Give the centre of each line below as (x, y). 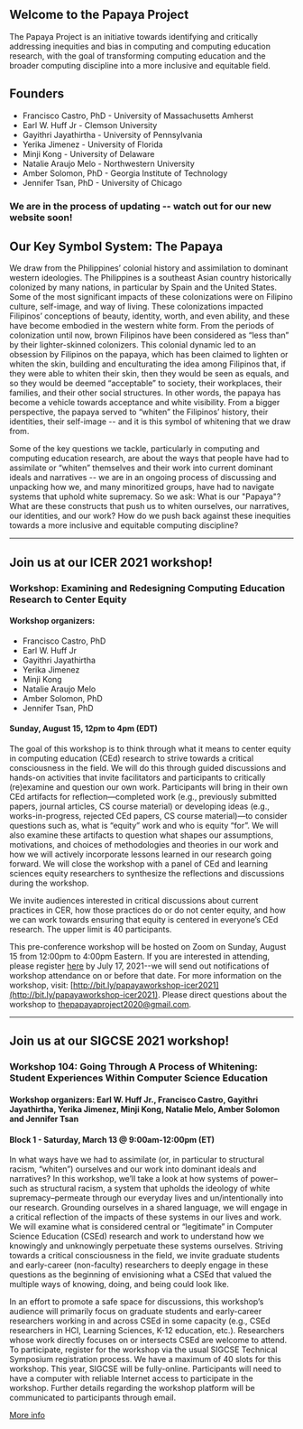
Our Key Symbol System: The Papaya (116, 246)
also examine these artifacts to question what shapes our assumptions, (141, 835)
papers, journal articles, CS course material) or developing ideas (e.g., (140, 806)
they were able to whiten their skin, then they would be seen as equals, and (149, 374)
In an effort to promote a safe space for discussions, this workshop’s (137, 1302)
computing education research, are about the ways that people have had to (149, 459)
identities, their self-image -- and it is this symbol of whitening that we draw (150, 422)
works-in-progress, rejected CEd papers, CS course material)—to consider (148, 816)
